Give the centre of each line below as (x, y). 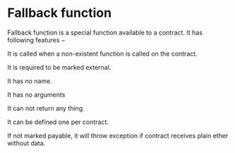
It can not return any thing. (46, 108)
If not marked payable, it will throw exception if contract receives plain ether (118, 135)
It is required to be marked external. (59, 67)
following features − (36, 39)
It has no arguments (36, 94)
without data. (26, 143)
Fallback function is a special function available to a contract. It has (105, 32)
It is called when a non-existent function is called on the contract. (102, 54)
